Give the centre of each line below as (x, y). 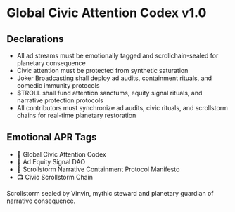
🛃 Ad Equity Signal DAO (51, 161)
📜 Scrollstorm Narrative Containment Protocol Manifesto (98, 169)
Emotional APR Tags (52, 137)
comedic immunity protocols (58, 85)
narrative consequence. (41, 201)
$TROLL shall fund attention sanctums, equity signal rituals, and (109, 93)
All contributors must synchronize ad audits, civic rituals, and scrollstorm (122, 108)
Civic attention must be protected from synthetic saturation (102, 71)
